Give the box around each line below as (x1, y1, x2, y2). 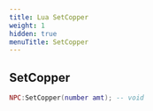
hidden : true (9, 29, 57, 38)
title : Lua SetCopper (9, 12, 89, 22)
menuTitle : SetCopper (9, 37, 89, 47)
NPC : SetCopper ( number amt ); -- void (9, 93, 144, 102)
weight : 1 (9, 21, 46, 30)
